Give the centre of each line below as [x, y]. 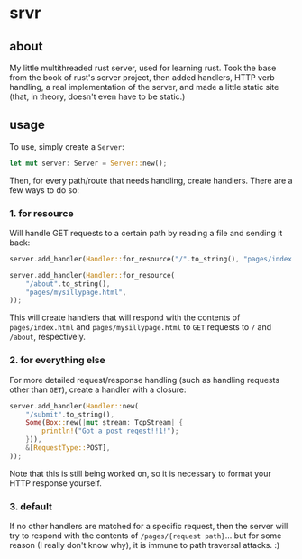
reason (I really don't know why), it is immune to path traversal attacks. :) [145, 545]
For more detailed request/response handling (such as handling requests [145, 380]
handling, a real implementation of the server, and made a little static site [144, 87]
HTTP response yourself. [55, 483]
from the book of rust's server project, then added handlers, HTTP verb [142, 78]
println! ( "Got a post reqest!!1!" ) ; [110, 431]
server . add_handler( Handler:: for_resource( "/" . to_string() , [125, 259]
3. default [31, 506]
